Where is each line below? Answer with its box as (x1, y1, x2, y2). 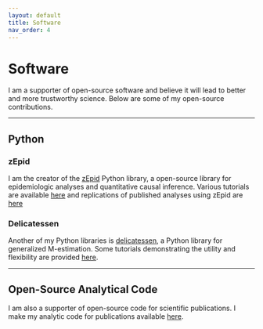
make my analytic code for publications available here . (8, 312, 184, 321)
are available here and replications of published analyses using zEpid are (8, 190, 243, 200)
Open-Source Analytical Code (8, 283, 158, 296)
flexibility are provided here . (8, 252, 99, 262)
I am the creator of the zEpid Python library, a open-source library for (8, 174, 232, 183)
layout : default (8, 11, 61, 20)
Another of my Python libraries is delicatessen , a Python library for (8, 236, 223, 245)
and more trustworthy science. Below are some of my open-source (8, 94, 225, 103)
